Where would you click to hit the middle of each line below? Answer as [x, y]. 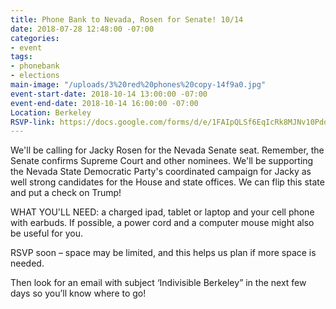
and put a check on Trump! [66, 193]
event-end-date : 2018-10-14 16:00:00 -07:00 [104, 103]
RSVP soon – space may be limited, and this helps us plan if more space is [163, 253]
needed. [27, 263]
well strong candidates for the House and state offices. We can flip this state [167, 182]
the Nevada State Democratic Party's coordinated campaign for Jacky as [161, 172]
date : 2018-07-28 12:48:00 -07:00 [82, 29]
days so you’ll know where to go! [78, 293]
